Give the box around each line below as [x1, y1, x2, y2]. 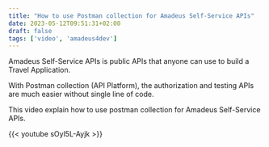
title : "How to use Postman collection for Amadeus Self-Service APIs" [8, 11, 254, 20]
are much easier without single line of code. [8, 90, 154, 99]
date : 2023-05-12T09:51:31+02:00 [8, 19, 121, 27]
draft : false [8, 27, 53, 35]
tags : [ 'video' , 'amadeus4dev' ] [8, 34, 117, 43]
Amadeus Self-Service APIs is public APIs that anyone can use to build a [8, 57, 250, 66]
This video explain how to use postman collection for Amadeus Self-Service [8, 105, 261, 115]
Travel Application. [8, 65, 71, 75]
